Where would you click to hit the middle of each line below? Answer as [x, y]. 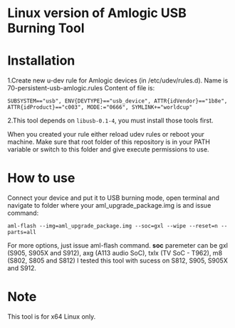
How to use [41, 178]
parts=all [22, 233]
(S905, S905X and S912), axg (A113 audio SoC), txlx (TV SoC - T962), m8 [115, 253]
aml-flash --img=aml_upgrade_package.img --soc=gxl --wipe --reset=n [113, 226]
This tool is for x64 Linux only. [52, 317]
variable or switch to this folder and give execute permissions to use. [108, 149]
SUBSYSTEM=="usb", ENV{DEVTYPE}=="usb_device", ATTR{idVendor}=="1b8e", [117, 101]
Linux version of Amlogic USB [97, 13]
